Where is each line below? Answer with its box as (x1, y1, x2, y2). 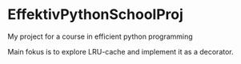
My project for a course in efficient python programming (7, 32, 193, 41)
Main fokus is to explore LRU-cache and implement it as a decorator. (7, 47, 234, 56)
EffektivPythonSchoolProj (7, 6, 183, 24)
